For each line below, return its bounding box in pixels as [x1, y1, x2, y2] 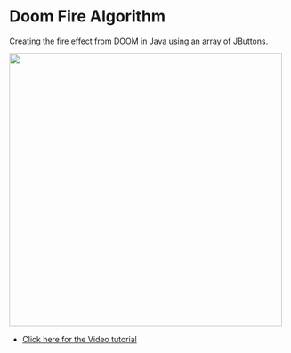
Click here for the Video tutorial [21, 333, 138, 344]
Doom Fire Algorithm [9, 6, 166, 27]
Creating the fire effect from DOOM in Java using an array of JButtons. [9, 36, 269, 46]
